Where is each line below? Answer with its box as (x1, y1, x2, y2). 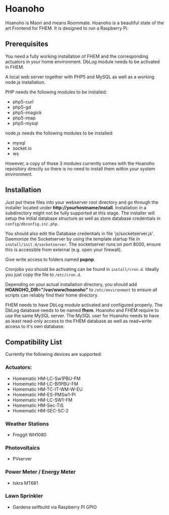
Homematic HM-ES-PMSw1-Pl (12, 391, 76, 397)
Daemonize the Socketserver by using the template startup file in (5, 236, 140, 242)
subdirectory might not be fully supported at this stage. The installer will (5, 210, 155, 216)
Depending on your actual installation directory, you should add (5, 281, 137, 287)
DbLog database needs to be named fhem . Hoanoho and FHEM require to (5, 307, 159, 313)
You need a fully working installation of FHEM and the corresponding (5, 53, 149, 59)
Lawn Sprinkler (5, 492, 43, 499)
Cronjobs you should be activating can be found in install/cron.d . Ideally (5, 266, 159, 272)
